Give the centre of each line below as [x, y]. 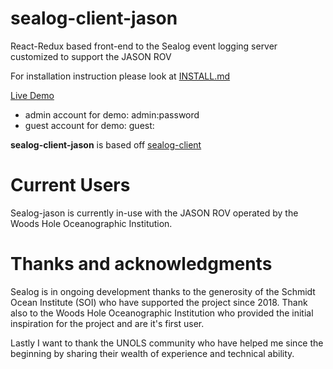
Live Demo [32, 95]
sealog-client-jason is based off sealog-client [106, 144]
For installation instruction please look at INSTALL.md [120, 76]
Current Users [70, 185]
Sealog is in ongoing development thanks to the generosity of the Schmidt [163, 291]
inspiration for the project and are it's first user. [107, 323]
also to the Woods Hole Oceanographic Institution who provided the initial [162, 313]
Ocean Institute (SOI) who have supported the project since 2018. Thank [159, 302]
